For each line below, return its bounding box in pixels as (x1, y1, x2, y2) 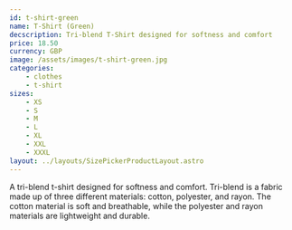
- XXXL (25, 148, 51, 157)
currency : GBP (9, 47, 63, 56)
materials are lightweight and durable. (9, 210, 151, 221)
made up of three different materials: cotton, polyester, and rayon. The (9, 191, 271, 202)
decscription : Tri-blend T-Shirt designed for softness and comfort (9, 30, 273, 39)
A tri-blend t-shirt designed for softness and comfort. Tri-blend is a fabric (9, 181, 283, 192)
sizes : (9, 89, 34, 98)
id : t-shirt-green (9, 13, 79, 23)
